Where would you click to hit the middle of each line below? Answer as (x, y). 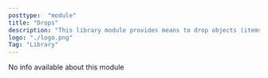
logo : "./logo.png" (41, 37)
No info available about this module (66, 67)
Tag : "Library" (33, 45)
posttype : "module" (43, 15)
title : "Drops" (33, 23)
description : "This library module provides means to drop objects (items (135, 30)
